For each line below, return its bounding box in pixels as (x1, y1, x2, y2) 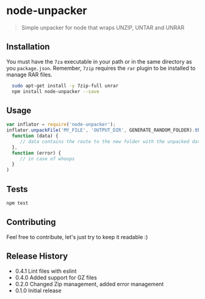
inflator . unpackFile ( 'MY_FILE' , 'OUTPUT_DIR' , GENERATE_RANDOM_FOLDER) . (6, 127, 195, 133)
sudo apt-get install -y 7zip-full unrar (12, 83, 119, 89)
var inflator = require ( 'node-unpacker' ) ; (6, 122, 116, 128)
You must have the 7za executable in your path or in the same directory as (6, 57, 192, 65)
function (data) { (12, 133, 59, 139)
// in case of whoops (20, 155, 75, 162)
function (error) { (12, 150, 62, 156)
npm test (6, 200, 29, 206)
